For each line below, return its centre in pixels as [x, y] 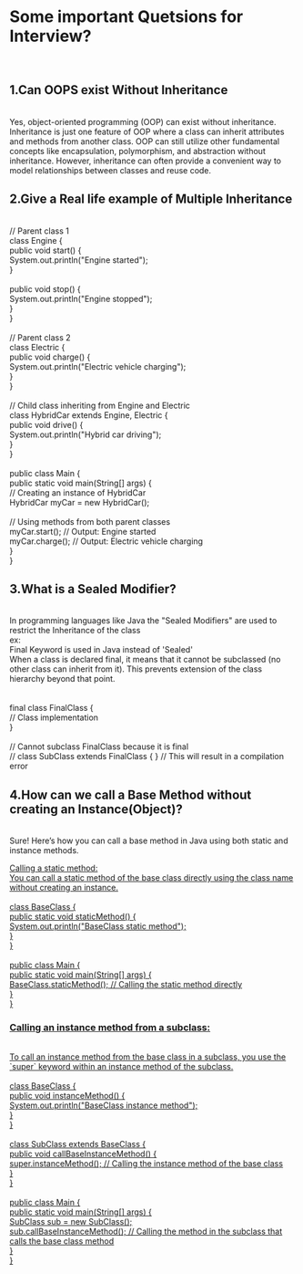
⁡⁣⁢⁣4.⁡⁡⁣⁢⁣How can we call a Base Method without [131, 794]
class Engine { [36, 240]
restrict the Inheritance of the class [75, 631]
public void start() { [45, 250]
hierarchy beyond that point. [62, 679]
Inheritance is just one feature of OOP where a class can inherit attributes [147, 131]
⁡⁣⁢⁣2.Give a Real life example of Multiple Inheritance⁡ [151, 199]
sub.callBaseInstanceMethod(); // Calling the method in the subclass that [146, 1232]
